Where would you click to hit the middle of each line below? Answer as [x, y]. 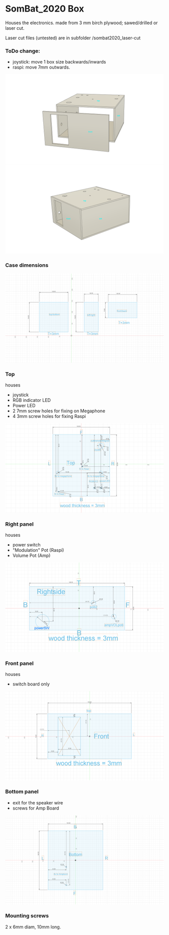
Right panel [19, 524]
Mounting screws [27, 916]
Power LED [24, 406]
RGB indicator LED [32, 400]
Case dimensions [27, 265]
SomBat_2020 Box [45, 9]
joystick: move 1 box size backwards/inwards [59, 62]
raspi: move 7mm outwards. [41, 67]
